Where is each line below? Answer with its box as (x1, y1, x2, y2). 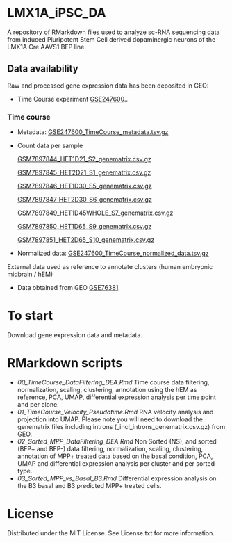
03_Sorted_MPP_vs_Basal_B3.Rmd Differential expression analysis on (17, 474, 217, 483)
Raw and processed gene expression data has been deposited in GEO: (7, 81, 209, 90)
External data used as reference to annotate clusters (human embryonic (7, 263, 213, 271)
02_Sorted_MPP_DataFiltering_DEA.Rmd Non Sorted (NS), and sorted (17, 437, 217, 446)
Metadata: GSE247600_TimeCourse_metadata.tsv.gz (17, 128, 169, 136)
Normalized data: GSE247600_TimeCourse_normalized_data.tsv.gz (17, 249, 210, 258)
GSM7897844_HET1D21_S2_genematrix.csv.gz (17, 155, 151, 163)
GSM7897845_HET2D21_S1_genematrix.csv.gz (17, 168, 151, 177)
